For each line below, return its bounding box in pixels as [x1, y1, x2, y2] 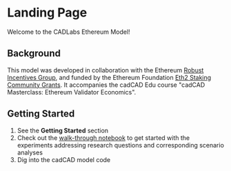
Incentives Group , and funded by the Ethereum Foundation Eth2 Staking [7, 73, 212, 81]
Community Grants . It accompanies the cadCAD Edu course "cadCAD [7, 81, 205, 89]
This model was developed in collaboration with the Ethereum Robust [7, 66, 204, 74]
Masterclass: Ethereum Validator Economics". [7, 88, 137, 96]
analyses [17, 148, 43, 157]
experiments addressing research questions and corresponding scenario [17, 141, 224, 149]
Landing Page [7, 5, 88, 21]
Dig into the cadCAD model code [17, 155, 111, 163]
